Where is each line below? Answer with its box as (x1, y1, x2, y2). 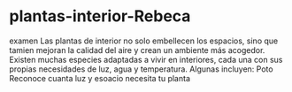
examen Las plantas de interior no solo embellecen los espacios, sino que (9, 35, 279, 46)
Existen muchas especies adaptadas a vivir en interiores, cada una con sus (9, 54, 283, 65)
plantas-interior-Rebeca (9, 6, 191, 27)
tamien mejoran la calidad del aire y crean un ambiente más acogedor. (9, 44, 265, 55)
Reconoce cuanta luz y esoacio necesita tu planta (9, 73, 191, 83)
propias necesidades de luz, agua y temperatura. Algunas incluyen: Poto (9, 64, 273, 74)
